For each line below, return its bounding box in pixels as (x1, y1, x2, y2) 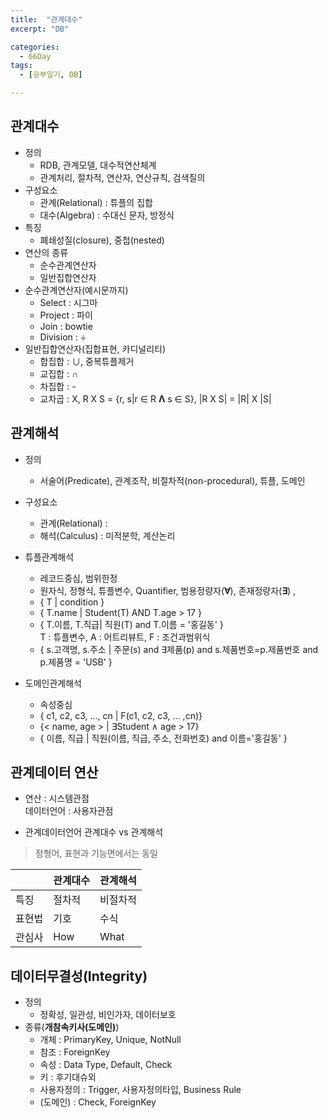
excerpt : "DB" (10, 24, 70, 34)
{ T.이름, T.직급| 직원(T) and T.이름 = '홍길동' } (39, 618, 224, 630)
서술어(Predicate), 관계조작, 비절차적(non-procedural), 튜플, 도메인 (39, 474, 306, 486)
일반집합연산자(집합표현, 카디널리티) (24, 342, 167, 355)
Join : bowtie (39, 320, 93, 332)
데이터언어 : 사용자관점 (24, 805, 114, 817)
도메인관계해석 (24, 677, 82, 689)
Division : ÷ (39, 331, 87, 343)
